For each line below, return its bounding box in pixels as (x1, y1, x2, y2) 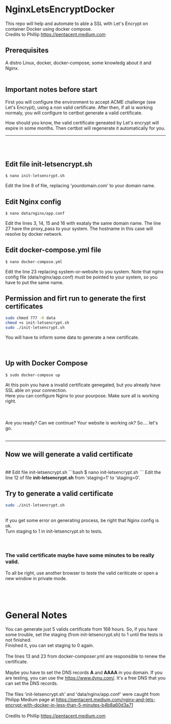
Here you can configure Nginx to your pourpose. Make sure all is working (5, 392, 159, 398)
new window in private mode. (5, 575, 67, 581)
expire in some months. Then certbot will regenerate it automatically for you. (5, 125, 165, 131)
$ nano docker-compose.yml (5, 259, 63, 264)
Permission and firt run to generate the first (5, 294, 146, 303)
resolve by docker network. (5, 231, 63, 237)
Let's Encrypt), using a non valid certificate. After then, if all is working (5, 104, 153, 110)
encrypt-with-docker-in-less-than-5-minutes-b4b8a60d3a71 (5, 702, 133, 708)
